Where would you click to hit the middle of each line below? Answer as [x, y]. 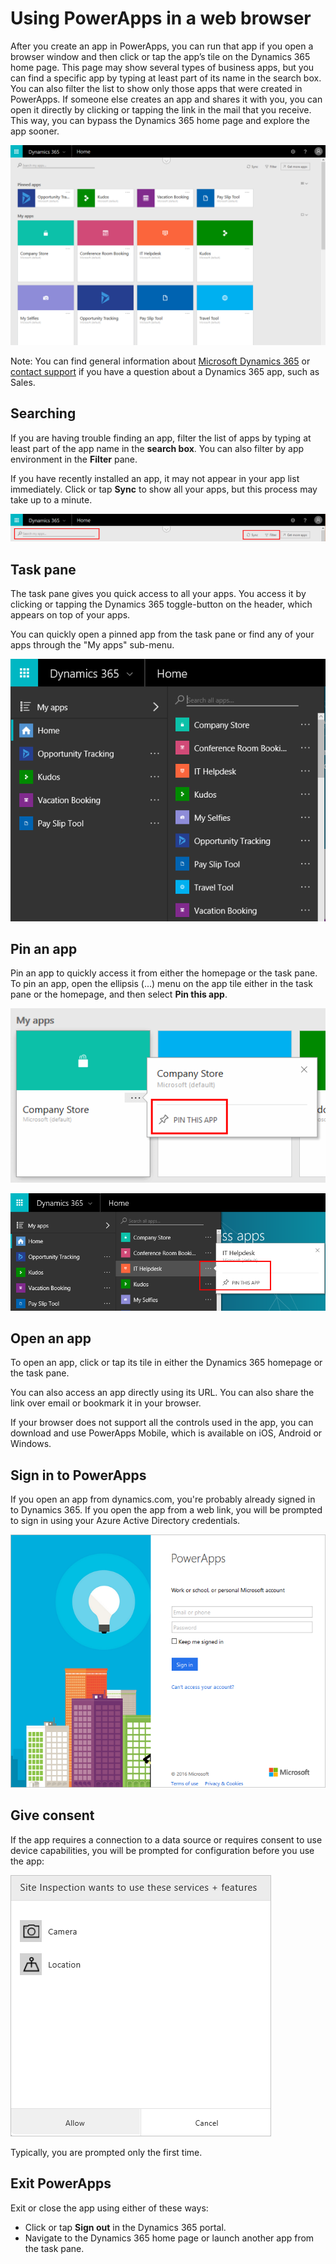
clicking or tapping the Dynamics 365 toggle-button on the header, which [161, 604]
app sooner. [35, 131]
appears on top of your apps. [70, 615]
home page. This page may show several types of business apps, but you [162, 67]
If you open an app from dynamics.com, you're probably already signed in [163, 1499]
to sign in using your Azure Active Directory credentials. [125, 1521]
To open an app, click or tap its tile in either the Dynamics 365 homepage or [166, 1363]
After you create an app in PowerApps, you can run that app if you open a [162, 46]
